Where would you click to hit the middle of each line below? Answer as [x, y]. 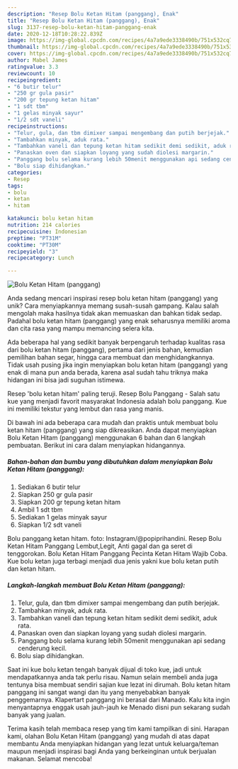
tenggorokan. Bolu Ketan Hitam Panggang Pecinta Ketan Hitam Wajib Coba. [118, 554]
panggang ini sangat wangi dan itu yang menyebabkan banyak [99, 692]
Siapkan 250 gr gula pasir [55, 495]
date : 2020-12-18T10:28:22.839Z [55, 34]
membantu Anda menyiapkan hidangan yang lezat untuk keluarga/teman [113, 744]
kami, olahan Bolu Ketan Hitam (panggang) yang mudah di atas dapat [109, 736]
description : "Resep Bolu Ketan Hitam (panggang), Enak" [93, 14]
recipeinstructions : [38, 126]
